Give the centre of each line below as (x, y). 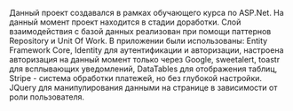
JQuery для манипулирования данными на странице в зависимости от (143, 88)
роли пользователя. (47, 97)
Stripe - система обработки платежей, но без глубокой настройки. (136, 78)
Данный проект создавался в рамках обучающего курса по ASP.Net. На (146, 13)
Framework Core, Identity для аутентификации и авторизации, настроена (146, 50)
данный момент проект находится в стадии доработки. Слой (125, 22)
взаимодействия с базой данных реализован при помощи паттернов (140, 31)
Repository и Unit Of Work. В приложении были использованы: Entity (139, 41)
